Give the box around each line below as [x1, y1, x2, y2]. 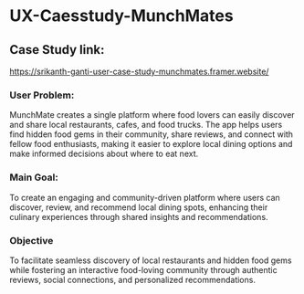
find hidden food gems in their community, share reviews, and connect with [9, 129, 294, 140]
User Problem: [9, 89, 75, 101]
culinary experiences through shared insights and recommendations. [9, 211, 268, 222]
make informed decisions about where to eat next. [9, 148, 199, 160]
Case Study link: [9, 42, 105, 58]
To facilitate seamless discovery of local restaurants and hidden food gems [9, 255, 292, 266]
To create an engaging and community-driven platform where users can [9, 192, 280, 203]
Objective [9, 234, 54, 247]
